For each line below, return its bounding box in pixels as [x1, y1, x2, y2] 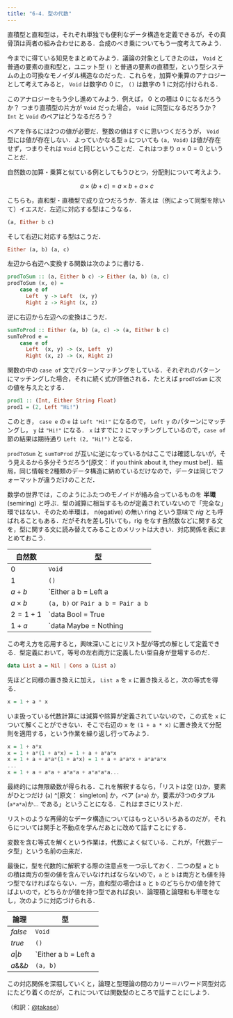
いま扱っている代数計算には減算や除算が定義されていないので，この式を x [7, 712, 219, 720]
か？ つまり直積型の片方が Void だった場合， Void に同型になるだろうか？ [7, 103, 218, 111]
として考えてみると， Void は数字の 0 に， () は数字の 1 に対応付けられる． [7, 79, 222, 88]
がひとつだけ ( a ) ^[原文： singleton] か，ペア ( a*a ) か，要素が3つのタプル [7, 791, 216, 799]
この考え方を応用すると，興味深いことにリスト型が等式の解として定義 [7, 639, 209, 648]
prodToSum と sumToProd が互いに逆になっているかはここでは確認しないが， [7, 449, 220, 457]
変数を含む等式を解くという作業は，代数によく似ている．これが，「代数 [7, 838, 211, 846]
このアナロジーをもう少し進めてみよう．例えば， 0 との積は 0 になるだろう [7, 95, 222, 103]
